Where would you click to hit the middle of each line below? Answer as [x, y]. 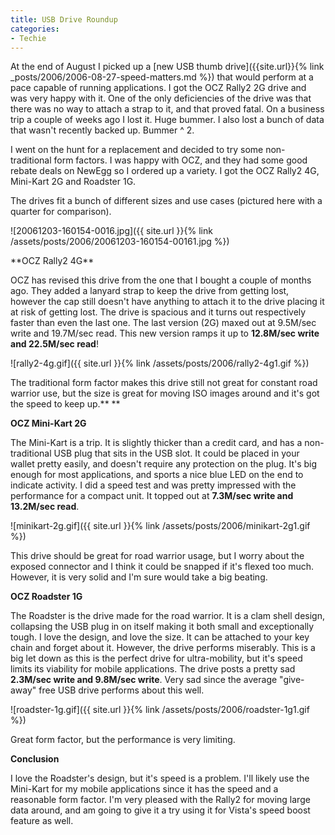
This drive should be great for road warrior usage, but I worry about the [157, 556]
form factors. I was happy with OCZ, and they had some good [180, 160]
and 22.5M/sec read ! [54, 344]
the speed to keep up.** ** [65, 404]
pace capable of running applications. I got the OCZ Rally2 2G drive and [158, 88]
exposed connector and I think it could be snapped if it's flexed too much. [162, 567]
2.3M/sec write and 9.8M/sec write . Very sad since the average [144, 680]
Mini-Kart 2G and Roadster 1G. [73, 182]
